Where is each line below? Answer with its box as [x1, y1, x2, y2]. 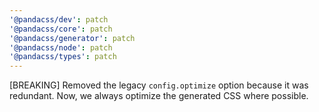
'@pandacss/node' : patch [9, 42, 113, 53]
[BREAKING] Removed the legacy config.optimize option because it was [9, 79, 309, 91]
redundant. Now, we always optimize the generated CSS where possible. [9, 90, 309, 102]
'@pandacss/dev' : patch [9, 14, 109, 25]
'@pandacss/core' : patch [9, 24, 113, 34]
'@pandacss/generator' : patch [9, 33, 136, 43]
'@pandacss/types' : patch [9, 52, 117, 62]
